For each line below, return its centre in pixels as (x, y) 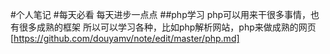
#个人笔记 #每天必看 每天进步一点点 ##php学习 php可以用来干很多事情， (161, 14)
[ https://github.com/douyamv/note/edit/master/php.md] (125, 38)
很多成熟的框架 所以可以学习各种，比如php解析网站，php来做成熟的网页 (167, 27)
